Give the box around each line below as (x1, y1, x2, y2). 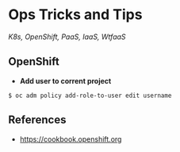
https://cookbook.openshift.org (19, 134, 122, 144)
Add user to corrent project (19, 76, 112, 85)
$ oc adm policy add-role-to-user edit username (8, 92, 172, 99)
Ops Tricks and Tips (8, 6, 143, 24)
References (8, 113, 67, 127)
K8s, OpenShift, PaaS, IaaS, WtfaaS (8, 32, 126, 41)
